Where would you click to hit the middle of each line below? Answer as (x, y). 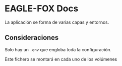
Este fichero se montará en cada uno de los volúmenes (61, 59)
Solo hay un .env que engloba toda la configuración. (58, 49)
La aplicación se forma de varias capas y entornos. (57, 22)
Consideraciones (32, 38)
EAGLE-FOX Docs (42, 9)
